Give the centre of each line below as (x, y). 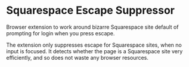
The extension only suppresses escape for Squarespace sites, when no (94, 45)
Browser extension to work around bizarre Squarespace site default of (92, 27)
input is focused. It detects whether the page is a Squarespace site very (94, 51)
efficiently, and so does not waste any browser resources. (78, 57)
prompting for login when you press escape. (61, 33)
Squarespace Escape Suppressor (90, 10)
